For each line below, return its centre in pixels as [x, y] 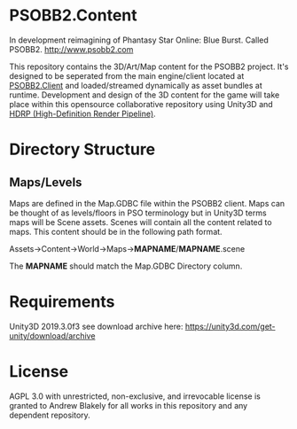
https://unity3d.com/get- [231, 326]
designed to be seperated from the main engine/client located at [127, 75]
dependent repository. [50, 415]
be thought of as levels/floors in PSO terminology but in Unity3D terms [138, 213]
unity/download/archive [52, 335]
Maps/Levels [46, 182]
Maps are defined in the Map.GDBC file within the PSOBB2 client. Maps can [147, 203]
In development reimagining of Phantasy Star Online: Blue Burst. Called [139, 40]
